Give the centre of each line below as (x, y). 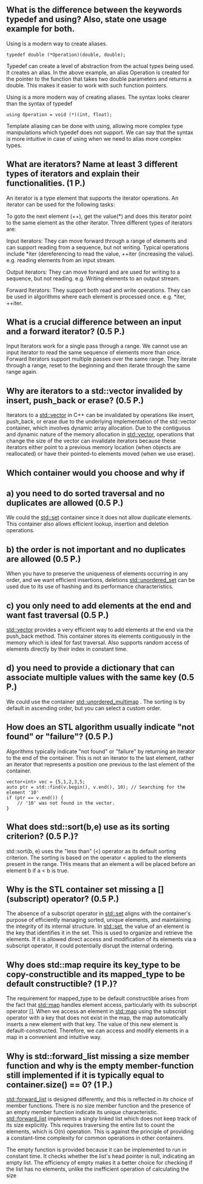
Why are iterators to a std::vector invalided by (95, 391)
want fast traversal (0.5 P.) (58, 615)
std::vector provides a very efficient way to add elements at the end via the (100, 630)
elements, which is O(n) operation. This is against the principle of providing (100, 1131)
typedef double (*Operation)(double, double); (66, 55)
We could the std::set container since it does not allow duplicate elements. (99, 518)
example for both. (41, 29)
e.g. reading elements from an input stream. (61, 260)
